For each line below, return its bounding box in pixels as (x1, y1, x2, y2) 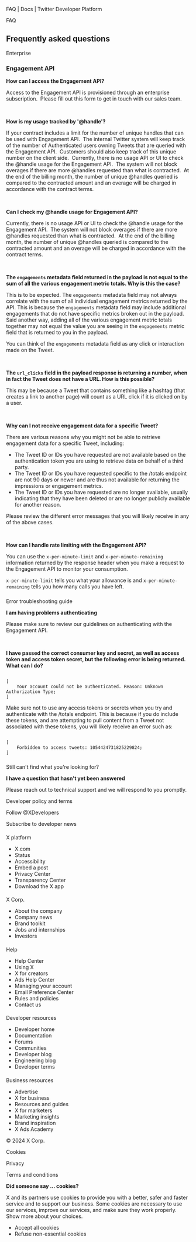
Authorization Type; (6, 689, 57, 695)
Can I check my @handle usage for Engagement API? (6, 209, 139, 216)
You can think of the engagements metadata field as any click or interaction (6, 340, 184, 347)
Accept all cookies (14, 1224, 60, 1231)
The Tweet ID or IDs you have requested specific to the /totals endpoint (14, 470, 187, 477)
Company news (14, 914, 53, 921)
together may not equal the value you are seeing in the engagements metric (6, 323, 185, 330)
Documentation (14, 1032, 52, 1039)
